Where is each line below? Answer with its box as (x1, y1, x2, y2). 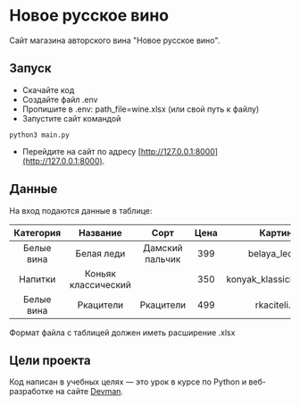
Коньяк (84, 267, 116, 280)
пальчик (145, 252, 181, 265)
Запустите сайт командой (21, 113, 121, 123)
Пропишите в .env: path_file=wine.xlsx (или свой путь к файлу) (21, 104, 260, 114)
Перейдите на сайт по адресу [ (21, 146, 141, 156)
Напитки (19, 273, 56, 285)
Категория (13, 226, 62, 239)
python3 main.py (9, 131, 70, 139)
